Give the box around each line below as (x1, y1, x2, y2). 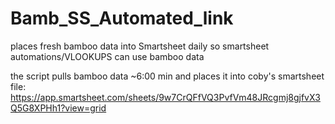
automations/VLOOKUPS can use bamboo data (10, 50, 205, 62)
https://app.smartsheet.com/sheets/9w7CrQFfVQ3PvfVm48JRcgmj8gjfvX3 (10, 91, 321, 103)
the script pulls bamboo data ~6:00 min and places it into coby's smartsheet (10, 70, 325, 82)
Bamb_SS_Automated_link (10, 7, 234, 30)
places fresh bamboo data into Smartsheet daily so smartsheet (10, 40, 270, 52)
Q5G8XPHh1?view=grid (10, 102, 107, 114)
